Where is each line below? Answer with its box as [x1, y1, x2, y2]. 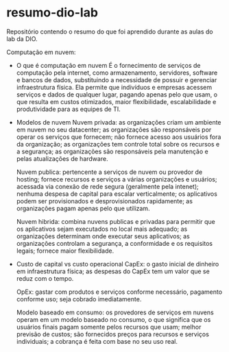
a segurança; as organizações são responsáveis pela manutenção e [16, 147, 208, 155]
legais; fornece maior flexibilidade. [16, 247, 114, 255]
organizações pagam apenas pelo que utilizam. [16, 204, 150, 212]
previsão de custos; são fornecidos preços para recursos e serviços [16, 330, 210, 338]
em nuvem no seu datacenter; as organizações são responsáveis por [16, 125, 212, 134]
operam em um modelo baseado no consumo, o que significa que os [16, 315, 211, 323]
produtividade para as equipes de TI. [16, 105, 121, 113]
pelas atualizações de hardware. [16, 154, 108, 162]
